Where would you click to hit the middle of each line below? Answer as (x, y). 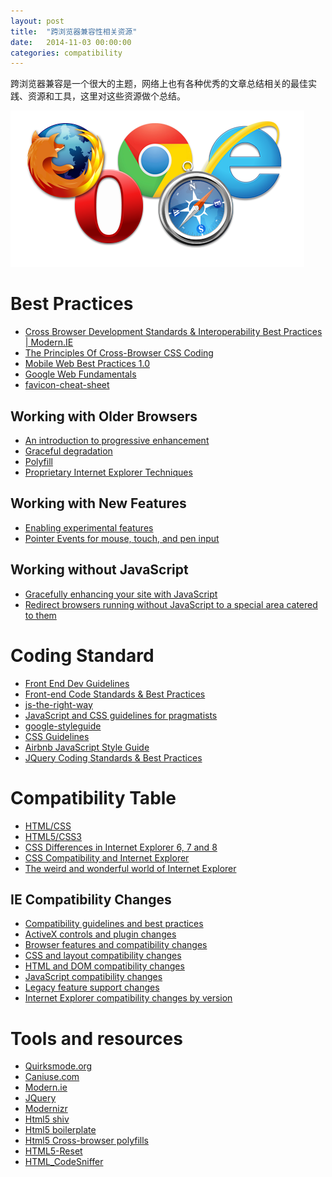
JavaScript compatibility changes (93, 977)
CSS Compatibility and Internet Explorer (107, 857)
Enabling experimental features (89, 527)
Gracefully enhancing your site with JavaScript (121, 594)
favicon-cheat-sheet (67, 385)
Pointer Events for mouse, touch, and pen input (122, 538)
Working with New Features (98, 503)
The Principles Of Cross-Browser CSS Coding (119, 353)
